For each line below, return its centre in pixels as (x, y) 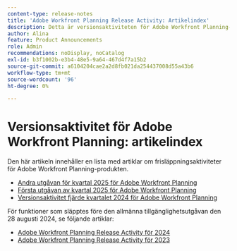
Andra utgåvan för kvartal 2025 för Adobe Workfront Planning (107, 183)
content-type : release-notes (50, 14)
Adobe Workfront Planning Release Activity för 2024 (94, 233)
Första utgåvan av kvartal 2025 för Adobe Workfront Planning (107, 190)
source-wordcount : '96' (42, 79)
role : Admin (25, 47)
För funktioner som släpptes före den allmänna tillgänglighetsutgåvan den (114, 212)
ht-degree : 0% (28, 86)
